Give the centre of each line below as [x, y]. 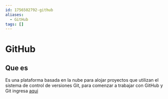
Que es [17, 68]
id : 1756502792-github [29, 10]
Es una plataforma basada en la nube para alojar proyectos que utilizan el [82, 80]
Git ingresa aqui [22, 91]
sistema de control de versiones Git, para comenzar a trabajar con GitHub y [84, 86]
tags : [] [14, 24]
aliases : [14, 15]
